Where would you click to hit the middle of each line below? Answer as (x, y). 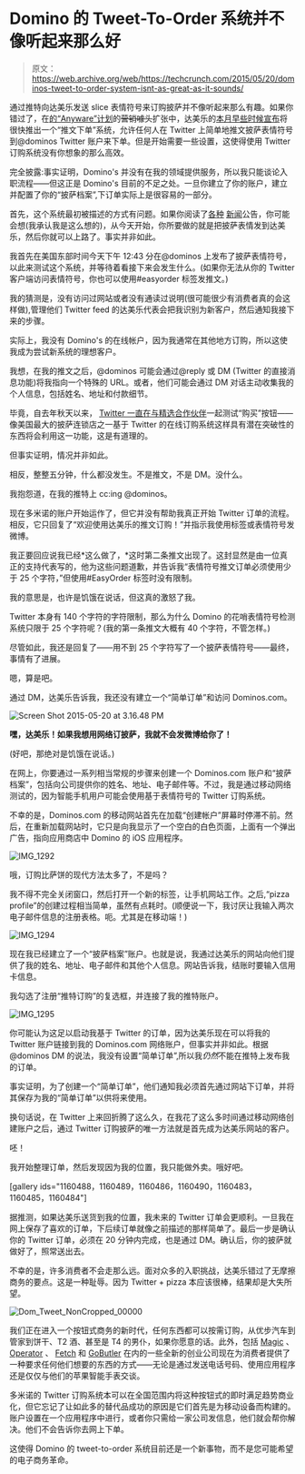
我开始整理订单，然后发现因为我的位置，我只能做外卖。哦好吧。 (128, 1166)
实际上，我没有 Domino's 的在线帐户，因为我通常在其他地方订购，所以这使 (149, 340)
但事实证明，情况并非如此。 (61, 455)
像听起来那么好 (65, 41)
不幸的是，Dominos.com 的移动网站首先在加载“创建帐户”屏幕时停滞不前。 (148, 814)
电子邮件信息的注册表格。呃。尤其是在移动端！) (98, 916)
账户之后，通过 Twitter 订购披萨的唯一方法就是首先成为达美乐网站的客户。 (156, 1128)
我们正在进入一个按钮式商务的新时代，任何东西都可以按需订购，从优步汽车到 (152, 1330)
